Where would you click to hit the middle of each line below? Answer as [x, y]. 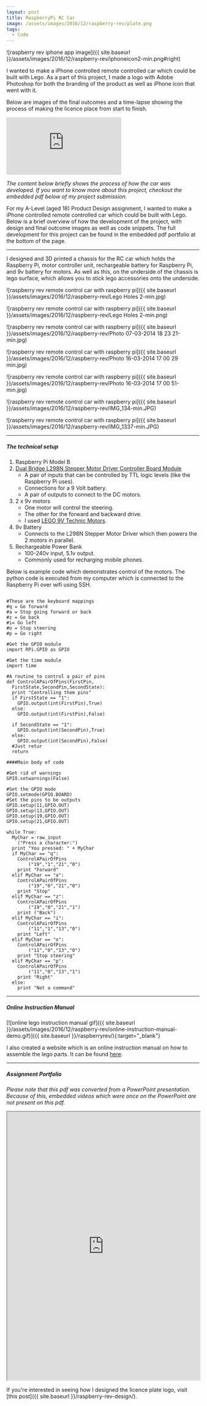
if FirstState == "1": [41, 698]
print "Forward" [38, 870]
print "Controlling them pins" [52, 693]
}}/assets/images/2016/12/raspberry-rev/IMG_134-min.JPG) [81, 408]
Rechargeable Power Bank [49, 547]
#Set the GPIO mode [31, 789]
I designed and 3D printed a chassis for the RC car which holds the [91, 259]
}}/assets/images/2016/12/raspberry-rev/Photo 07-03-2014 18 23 [89, 334]
